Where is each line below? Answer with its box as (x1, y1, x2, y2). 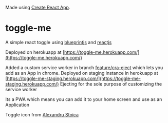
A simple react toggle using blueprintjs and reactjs (5, 39, 112, 45)
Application (5, 101, 30, 108)
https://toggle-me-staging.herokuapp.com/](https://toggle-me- (7, 75, 141, 81)
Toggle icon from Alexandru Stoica (5, 111, 79, 117)
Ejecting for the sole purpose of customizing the (60, 80, 162, 87)
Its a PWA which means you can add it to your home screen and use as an (5, 96, 162, 102)
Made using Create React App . (5, 5, 70, 10)
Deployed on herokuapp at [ (5, 49, 65, 55)
